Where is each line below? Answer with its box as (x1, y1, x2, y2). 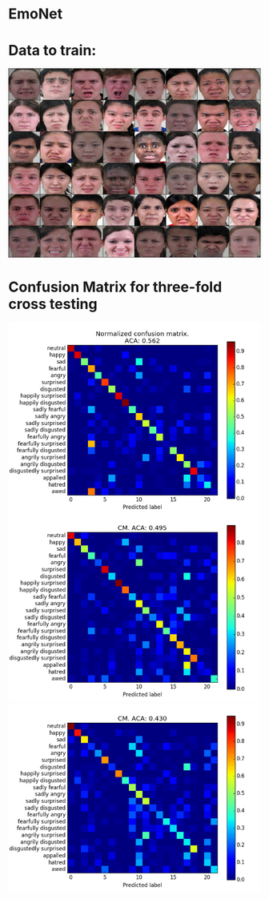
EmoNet (8, 5, 63, 23)
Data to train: (8, 42, 97, 60)
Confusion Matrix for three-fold (8, 278, 223, 296)
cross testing (8, 295, 98, 313)
